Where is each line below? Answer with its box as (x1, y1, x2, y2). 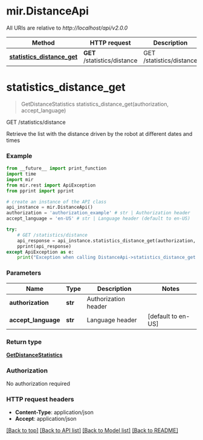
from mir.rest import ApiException (6, 182, 96, 188)
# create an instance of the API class (6, 199, 107, 205)
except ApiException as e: (6, 249, 74, 255)
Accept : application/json (14, 415, 77, 422)
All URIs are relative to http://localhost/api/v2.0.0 (6, 24, 128, 31)
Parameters (6, 269, 41, 277)
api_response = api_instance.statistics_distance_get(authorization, (17, 237, 196, 244)
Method (31, 38, 56, 46)
